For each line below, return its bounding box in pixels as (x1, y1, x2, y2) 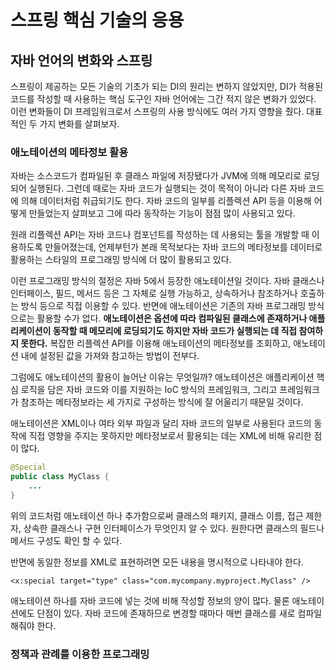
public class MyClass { (10, 472, 110, 482)
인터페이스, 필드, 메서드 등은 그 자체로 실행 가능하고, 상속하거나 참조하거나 (10, 287, 298, 300)
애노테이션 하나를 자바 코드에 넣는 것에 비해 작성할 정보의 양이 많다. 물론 (10, 594, 290, 606)
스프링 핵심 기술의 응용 (10, 9, 185, 32)
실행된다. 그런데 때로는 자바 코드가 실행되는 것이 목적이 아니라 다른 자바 (28, 182, 307, 195)
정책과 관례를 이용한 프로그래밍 (10, 647, 150, 661)
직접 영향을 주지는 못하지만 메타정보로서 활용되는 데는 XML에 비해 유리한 (28, 430, 312, 442)
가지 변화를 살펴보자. (39, 118, 120, 130)
